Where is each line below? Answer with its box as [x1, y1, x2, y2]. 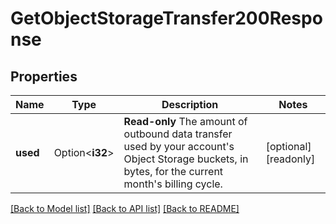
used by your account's [123, 140, 235, 153]
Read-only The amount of [123, 115, 248, 128]
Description [161, 98, 219, 111]
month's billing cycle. [123, 177, 223, 191]
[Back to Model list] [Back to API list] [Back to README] [10, 203, 240, 214]
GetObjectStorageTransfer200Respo [10, 7, 323, 30]
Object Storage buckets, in [123, 152, 249, 166]
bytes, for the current [123, 165, 224, 178]
